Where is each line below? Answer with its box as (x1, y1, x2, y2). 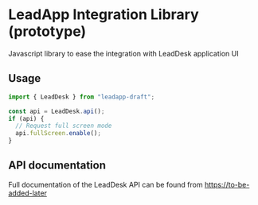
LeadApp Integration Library (8, 6, 199, 24)
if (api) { (8, 114, 45, 122)
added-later (8, 188, 48, 198)
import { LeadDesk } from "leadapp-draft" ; (8, 93, 155, 101)
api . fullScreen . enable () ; (15, 130, 102, 137)
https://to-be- (204, 180, 250, 189)
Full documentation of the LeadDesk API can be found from (8, 180, 203, 189)
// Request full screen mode (15, 122, 112, 130)
